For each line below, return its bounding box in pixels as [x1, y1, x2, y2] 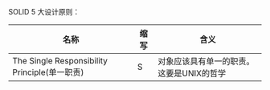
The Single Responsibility [12, 55, 108, 66]
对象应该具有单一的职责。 [157, 55, 255, 67]
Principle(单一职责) [12, 67, 84, 78]
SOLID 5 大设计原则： [8, 7, 80, 16]
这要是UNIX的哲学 [157, 67, 227, 79]
